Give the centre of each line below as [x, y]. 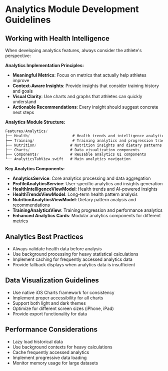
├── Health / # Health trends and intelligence [74, 136]
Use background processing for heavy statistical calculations [75, 254]
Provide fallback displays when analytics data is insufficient [74, 264]
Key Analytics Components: [35, 169]
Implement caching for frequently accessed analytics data [72, 259]
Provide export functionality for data [50, 313]
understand [24, 102]
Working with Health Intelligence [57, 38]
